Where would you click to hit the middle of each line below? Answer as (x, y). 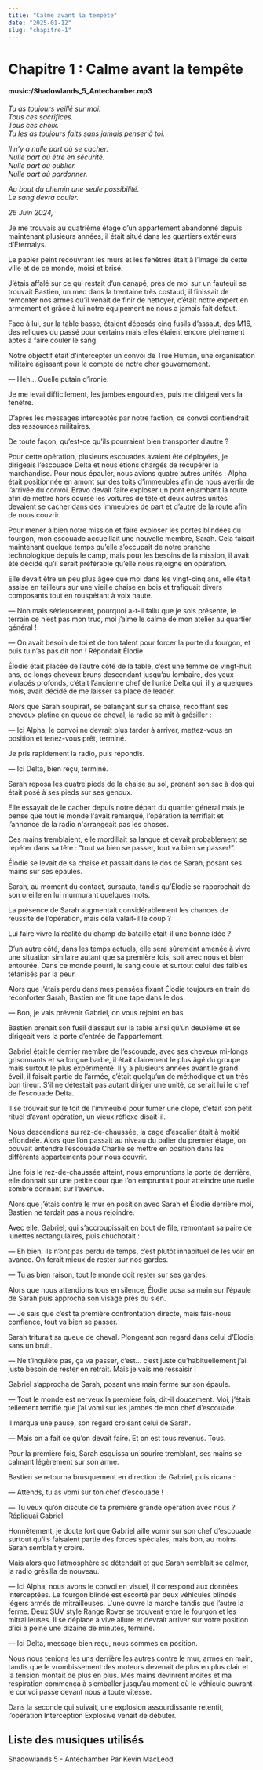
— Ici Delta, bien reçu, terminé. (58, 768)
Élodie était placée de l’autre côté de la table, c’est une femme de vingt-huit (130, 666)
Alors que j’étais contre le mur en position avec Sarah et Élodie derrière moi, (131, 1204)
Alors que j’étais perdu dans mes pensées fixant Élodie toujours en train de (129, 989)
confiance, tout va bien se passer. (63, 1322)
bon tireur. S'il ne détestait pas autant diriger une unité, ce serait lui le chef (129, 1084)
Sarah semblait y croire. (46, 1547)
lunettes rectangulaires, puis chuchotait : (74, 1236)
